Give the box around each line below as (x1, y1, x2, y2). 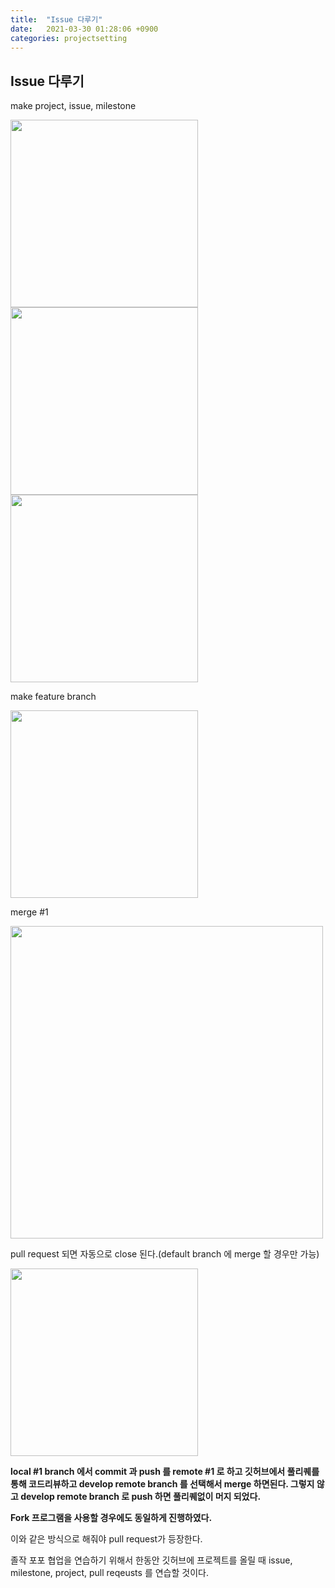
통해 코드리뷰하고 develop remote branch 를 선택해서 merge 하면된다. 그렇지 (10, 1478, 315, 1490)
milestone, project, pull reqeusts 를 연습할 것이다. (10, 1567, 209, 1579)
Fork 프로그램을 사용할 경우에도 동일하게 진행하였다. (10, 1512, 213, 1524)
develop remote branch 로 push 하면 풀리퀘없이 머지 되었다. (20, 1491, 262, 1503)
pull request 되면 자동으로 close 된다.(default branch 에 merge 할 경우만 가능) (10, 1248, 320, 1260)
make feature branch (10, 691, 97, 703)
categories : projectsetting (10, 33, 128, 43)
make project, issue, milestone (10, 100, 137, 112)
